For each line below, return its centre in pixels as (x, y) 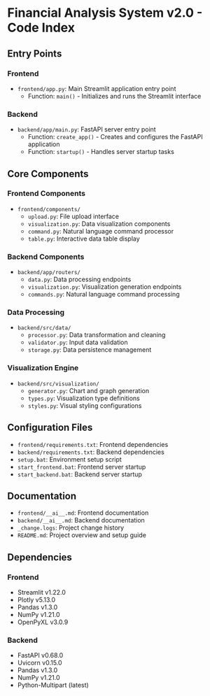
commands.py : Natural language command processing (104, 294)
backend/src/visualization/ (58, 384)
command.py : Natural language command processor (100, 231)
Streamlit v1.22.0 (42, 592)
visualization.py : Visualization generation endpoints (105, 287)
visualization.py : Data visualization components (99, 223)
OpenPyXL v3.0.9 (43, 622)
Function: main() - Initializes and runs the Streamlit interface (114, 96)
